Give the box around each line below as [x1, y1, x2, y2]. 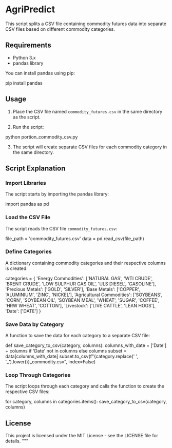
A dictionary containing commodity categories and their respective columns [5, 260, 166, 266]
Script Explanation [5, 164, 66, 172]
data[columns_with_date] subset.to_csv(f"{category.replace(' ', [5, 353, 139, 360]
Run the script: [12, 124, 44, 130]
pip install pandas [5, 80, 43, 86]
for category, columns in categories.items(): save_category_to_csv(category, [5, 399, 167, 405]
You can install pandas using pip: [5, 70, 75, 76]
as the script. [12, 114, 41, 120]
